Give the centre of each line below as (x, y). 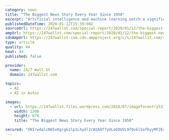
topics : (13, 84)
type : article (20, 42)
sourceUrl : (17, 28)
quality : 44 (18, 47)
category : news (21, 10)
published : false (23, 56)
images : (13, 102)
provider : (16, 65)
